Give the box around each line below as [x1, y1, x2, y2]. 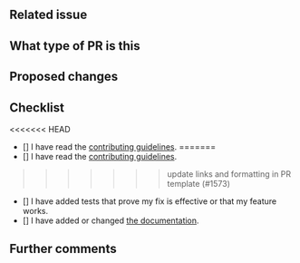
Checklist [9, 100, 65, 115]
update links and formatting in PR [167, 168, 292, 180]
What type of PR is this [9, 38, 140, 54]
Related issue [9, 7, 88, 23]
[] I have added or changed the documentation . [22, 215, 199, 226]
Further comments [9, 241, 117, 257]
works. [22, 205, 48, 216]
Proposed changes [9, 69, 119, 84]
